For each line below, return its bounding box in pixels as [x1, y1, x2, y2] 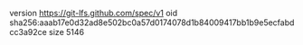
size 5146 [48, 27, 84, 37]
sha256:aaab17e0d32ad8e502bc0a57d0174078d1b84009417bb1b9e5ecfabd [9, 17, 295, 28]
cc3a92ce [9, 27, 47, 37]
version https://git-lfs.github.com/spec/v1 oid [9, 8, 178, 18]
